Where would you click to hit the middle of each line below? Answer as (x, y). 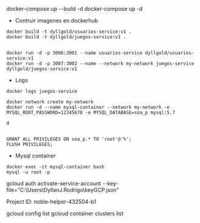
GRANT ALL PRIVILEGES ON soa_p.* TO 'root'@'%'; (69, 139)
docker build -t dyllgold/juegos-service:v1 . (66, 37)
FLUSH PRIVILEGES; (29, 145)
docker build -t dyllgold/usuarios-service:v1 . (69, 32)
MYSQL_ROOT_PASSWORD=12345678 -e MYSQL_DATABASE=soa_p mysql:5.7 (91, 112)
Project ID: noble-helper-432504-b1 (51, 202)
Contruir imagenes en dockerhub (57, 20)
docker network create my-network (50, 102)
